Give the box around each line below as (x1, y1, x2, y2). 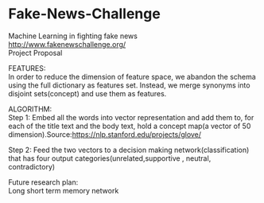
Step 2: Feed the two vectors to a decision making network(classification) (8, 145, 250, 154)
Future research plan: (8, 177, 79, 187)
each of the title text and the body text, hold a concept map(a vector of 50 (8, 121, 251, 131)
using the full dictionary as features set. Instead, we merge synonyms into (8, 80, 250, 90)
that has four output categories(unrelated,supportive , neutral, (8, 153, 212, 163)
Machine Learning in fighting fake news (8, 31, 138, 41)
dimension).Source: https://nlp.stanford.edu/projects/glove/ (8, 129, 201, 139)
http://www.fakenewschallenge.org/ (8, 39, 126, 49)
